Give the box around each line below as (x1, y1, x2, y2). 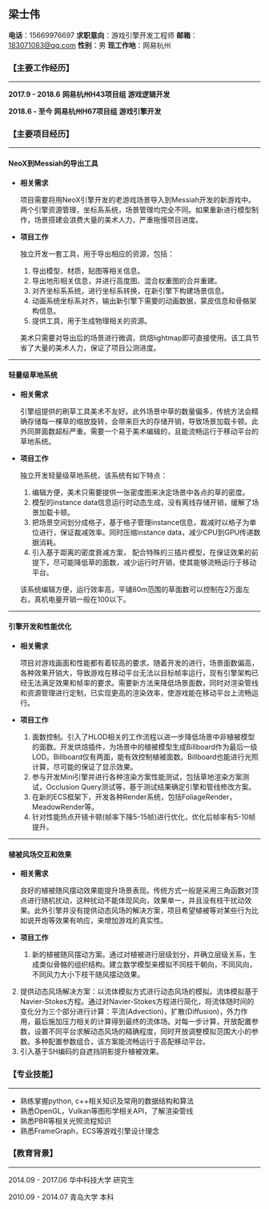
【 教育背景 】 (8, 1147, 58, 1159)
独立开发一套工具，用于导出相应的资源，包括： (19, 249, 175, 258)
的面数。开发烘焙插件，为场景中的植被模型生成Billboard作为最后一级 (31, 743, 258, 752)
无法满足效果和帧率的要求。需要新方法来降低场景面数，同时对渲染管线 (26, 679, 259, 688)
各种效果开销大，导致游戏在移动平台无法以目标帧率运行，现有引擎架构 (19, 668, 252, 678)
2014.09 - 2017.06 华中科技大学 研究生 (8, 1175, 134, 1184)
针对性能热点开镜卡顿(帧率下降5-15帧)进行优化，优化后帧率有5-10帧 (31, 812, 256, 822)
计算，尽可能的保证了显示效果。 (31, 763, 138, 772)
